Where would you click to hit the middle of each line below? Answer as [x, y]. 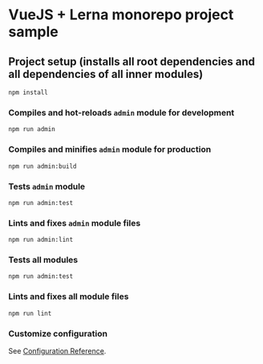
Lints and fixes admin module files [75, 223]
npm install [28, 92]
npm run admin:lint [41, 240]
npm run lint [30, 313]
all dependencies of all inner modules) [106, 74]
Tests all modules [43, 260]
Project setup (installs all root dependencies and [131, 61]
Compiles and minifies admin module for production [110, 149]
